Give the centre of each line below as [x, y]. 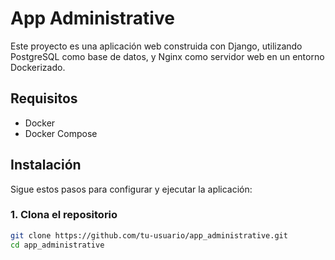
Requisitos [44, 98]
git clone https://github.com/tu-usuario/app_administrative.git [149, 235]
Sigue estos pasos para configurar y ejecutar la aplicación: [131, 189]
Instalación [46, 165]
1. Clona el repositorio [64, 215]
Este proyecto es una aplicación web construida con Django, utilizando [156, 46]
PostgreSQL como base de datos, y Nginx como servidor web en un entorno [167, 56]
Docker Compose [61, 133]
